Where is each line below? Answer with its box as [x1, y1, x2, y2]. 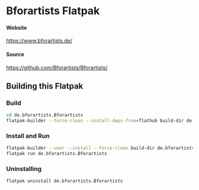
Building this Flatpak [6, 81, 84, 91]
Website [6, 24, 27, 31]
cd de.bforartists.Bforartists [6, 112, 84, 118]
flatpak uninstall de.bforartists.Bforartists [6, 178, 123, 184]
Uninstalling [6, 165, 42, 173]
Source [6, 50, 25, 57]
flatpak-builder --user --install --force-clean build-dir [6, 145, 155, 152]
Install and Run [6, 131, 50, 140]
